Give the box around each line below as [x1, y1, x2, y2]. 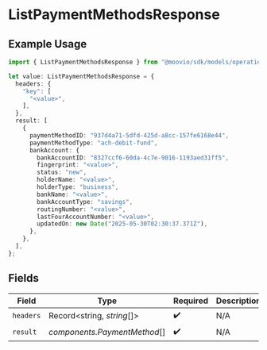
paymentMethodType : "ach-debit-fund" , [29, 139, 158, 147]
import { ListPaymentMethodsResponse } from [8, 58, 158, 66]
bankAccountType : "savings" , [37, 198, 133, 206]
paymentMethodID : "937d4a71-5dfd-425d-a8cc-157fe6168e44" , [29, 131, 229, 140]
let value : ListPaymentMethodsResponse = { [8, 72, 155, 80]
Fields [8, 271, 40, 285]
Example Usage [8, 37, 87, 51]
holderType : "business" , [37, 183, 119, 191]
